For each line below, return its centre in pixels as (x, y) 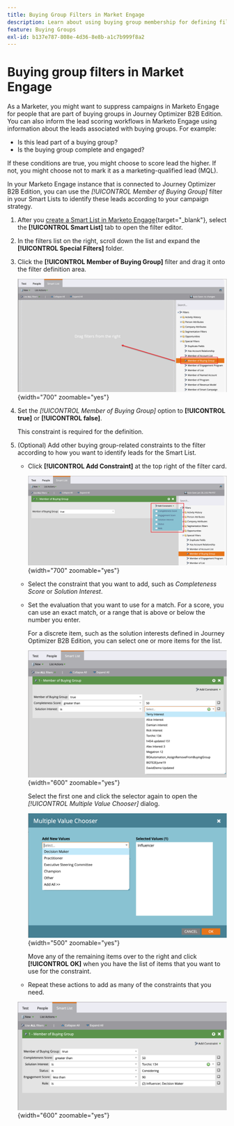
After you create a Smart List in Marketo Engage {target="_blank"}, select (122, 220)
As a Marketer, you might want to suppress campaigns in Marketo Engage (113, 107)
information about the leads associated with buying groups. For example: (112, 129)
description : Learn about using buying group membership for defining (112, 22)
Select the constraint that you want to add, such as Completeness (122, 584)
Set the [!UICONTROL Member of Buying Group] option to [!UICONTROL (121, 411)
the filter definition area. (52, 270)
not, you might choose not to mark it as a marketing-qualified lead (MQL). (112, 170)
